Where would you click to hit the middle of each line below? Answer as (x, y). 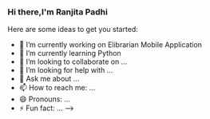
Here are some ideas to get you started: (73, 30)
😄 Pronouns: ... (45, 99)
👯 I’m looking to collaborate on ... (73, 61)
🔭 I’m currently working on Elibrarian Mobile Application (111, 45)
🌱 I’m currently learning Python (70, 54)
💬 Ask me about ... (49, 79)
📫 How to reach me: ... (57, 88)
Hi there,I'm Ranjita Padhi (58, 12)
